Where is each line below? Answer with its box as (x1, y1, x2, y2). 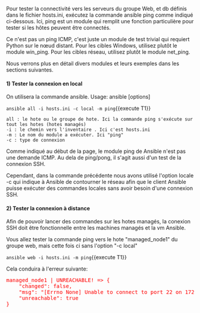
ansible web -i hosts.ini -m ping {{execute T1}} (6, 254, 127, 261)
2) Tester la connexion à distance (6, 204, 90, 211)
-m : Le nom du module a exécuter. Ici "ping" (6, 132, 124, 138)
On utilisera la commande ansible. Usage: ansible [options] (6, 93, 151, 100)
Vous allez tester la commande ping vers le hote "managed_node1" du (6, 236, 178, 243)
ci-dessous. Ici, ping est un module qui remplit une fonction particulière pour (6, 18, 194, 24)
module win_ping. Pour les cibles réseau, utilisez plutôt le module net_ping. (6, 48, 190, 56)
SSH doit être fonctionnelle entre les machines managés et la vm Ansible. (6, 224, 186, 232)
